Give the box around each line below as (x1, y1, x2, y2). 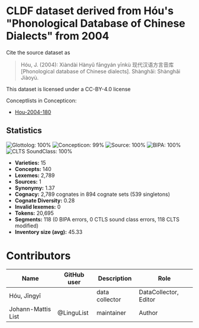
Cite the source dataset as (6, 49, 70, 56)
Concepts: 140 (14, 165, 52, 172)
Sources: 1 (14, 178, 41, 185)
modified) (14, 222, 38, 229)
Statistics (6, 126, 43, 136)
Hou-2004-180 (14, 108, 52, 115)
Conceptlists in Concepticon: (6, 97, 77, 104)
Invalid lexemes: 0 (14, 203, 61, 210)
